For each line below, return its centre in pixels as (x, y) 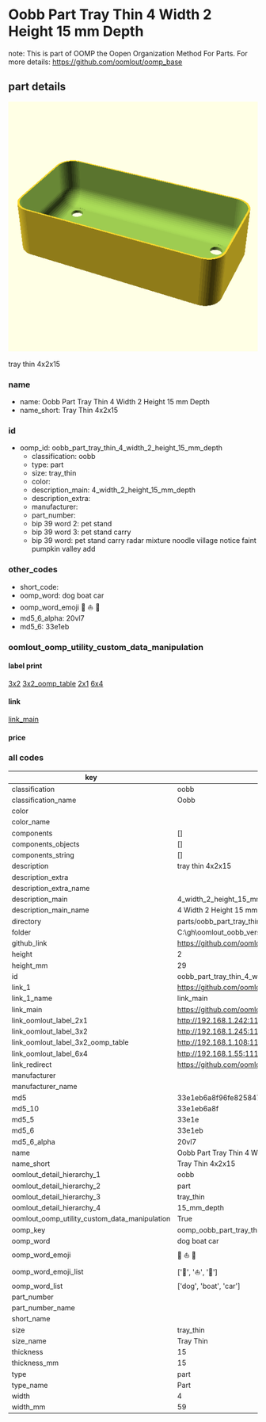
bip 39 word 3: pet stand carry (81, 532)
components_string (43, 855)
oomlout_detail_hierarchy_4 (56, 1208)
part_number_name (43, 1308)
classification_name (44, 800)
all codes (26, 758)
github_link (29, 943)
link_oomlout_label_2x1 (50, 1020)
